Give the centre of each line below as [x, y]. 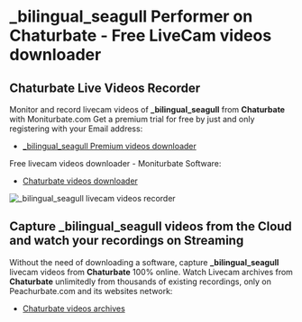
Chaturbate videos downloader [80, 181]
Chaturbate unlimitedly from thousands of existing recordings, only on [141, 282]
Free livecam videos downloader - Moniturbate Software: [115, 163]
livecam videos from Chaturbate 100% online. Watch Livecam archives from [151, 272]
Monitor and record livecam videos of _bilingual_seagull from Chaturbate [147, 109]
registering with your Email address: [76, 129]
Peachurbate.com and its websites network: [91, 291]
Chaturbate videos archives [74, 309]
